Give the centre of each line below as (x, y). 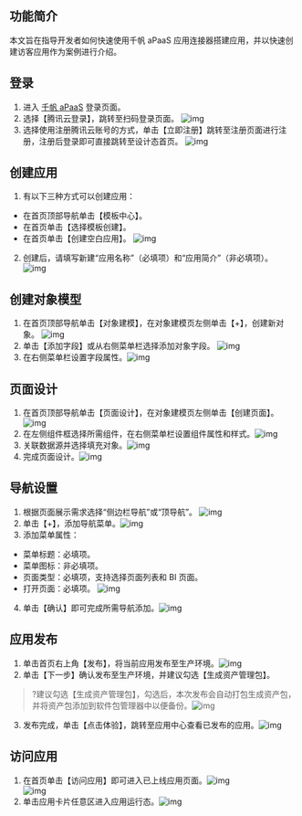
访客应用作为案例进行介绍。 (69, 51)
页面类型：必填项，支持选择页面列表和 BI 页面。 (113, 577)
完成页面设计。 (51, 457)
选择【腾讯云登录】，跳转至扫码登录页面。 (101, 118)
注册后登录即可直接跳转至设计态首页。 (111, 141)
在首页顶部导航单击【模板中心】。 (85, 216)
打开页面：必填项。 (59, 588)
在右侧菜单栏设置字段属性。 (75, 357)
